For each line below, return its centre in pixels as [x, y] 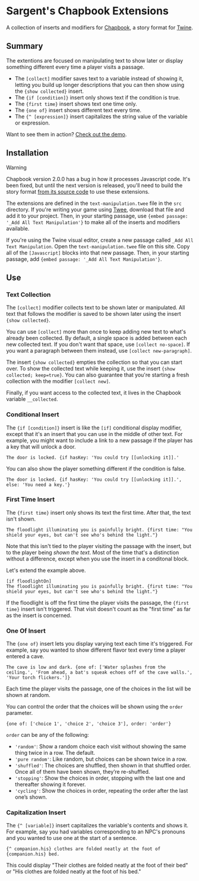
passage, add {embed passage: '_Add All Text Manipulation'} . [84, 259]
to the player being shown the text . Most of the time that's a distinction [93, 552]
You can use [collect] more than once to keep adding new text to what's [96, 332]
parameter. [20, 713]
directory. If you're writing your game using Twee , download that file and [95, 209]
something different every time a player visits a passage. [75, 67]
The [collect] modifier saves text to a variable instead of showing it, [99, 78]
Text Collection [29, 294]
